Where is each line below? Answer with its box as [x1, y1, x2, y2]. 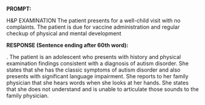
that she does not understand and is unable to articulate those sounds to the [6, 86, 199, 93]
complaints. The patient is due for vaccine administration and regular [6, 24, 180, 30]
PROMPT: [6, 5, 32, 12]
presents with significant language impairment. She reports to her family [6, 73, 188, 80]
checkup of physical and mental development [6, 30, 122, 37]
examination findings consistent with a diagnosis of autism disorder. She [6, 60, 189, 67]
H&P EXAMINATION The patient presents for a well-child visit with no [6, 17, 181, 24]
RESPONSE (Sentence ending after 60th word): [6, 42, 129, 49]
